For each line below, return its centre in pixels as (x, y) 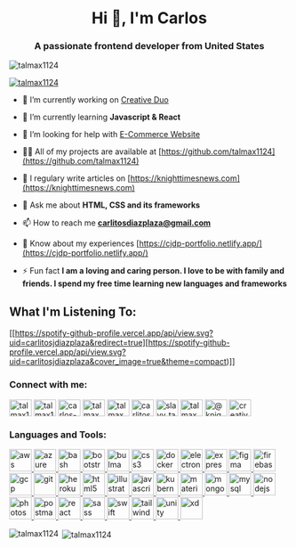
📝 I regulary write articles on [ (76, 178)
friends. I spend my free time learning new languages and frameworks (154, 283)
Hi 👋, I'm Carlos (149, 18)
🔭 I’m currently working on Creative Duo (95, 100)
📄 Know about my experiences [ (80, 243)
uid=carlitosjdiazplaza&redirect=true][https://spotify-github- (120, 343)
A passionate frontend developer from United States (149, 46)
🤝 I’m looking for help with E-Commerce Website (111, 135)
